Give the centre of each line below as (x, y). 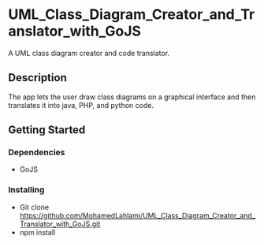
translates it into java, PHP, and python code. (81, 105)
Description (37, 78)
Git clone (34, 207)
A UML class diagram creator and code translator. (89, 53)
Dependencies (37, 153)
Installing (26, 190)
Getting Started (47, 130)
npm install (37, 232)
